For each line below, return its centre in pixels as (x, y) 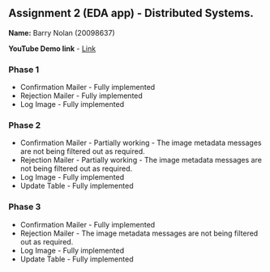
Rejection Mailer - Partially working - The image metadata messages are (141, 160)
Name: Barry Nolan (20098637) (62, 32)
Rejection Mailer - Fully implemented (81, 96)
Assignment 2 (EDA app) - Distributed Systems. (131, 13)
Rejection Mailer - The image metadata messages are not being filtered (139, 233)
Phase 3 (25, 207)
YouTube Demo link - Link (52, 49)
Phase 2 (25, 125)
